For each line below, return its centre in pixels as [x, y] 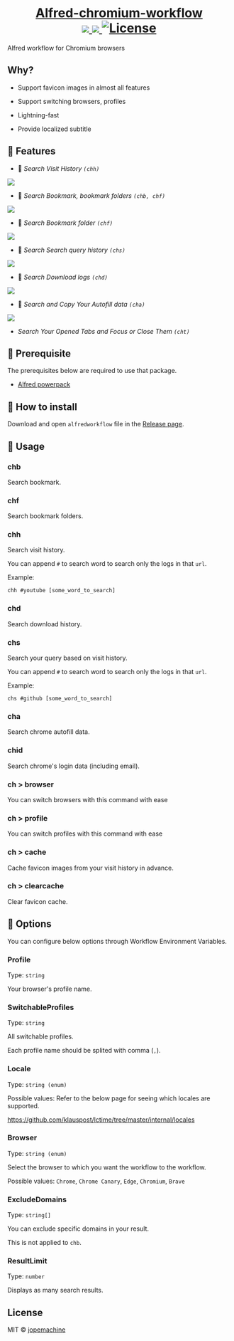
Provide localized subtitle [54, 129]
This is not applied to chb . [44, 1243]
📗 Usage [26, 446]
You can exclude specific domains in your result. [78, 1229]
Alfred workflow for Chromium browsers [66, 48]
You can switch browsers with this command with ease [88, 799]
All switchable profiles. [40, 1036]
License [25, 1312]
